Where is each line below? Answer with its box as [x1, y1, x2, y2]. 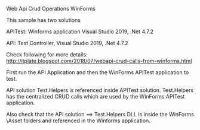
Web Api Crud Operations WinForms [6, 5, 96, 12]
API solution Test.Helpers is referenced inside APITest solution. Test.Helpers [6, 87, 194, 94]
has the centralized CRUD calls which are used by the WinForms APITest [6, 93, 185, 100]
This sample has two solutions [6, 17, 81, 23]
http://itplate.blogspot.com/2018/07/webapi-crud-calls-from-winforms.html [6, 58, 192, 64]
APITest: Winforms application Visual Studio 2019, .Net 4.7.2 [6, 28, 154, 35]
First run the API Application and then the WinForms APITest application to [6, 69, 189, 76]
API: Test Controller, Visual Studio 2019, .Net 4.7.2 [6, 40, 128, 46]
